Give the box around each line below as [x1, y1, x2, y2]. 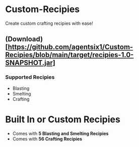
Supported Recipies [5, 74, 55, 81]
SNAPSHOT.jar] [5, 59, 55, 67]
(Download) [5, 35, 43, 43]
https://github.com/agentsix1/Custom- [8, 43, 133, 52]
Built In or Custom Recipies [5, 114, 121, 125]
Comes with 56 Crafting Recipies [12, 135, 82, 142]
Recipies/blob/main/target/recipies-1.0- [5, 51, 134, 59]
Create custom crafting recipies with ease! [5, 20, 93, 26]
